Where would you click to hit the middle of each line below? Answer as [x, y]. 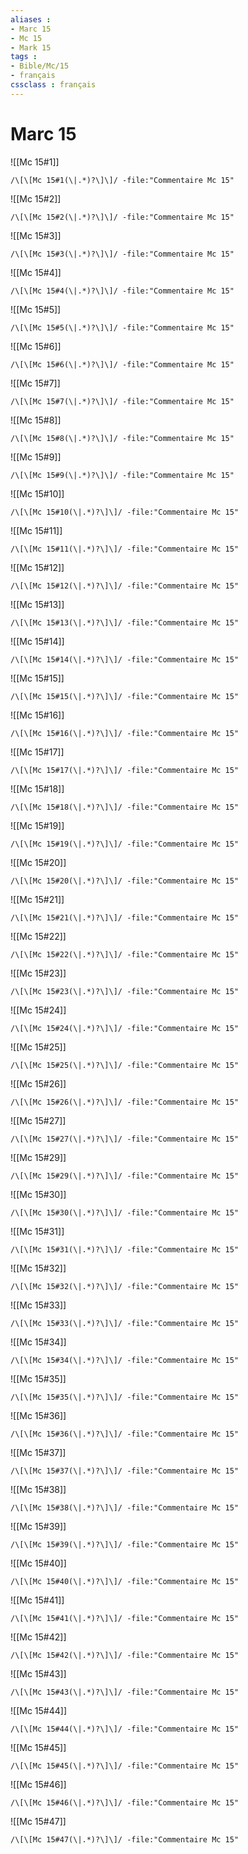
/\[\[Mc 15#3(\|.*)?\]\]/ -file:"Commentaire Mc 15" [122, 254]
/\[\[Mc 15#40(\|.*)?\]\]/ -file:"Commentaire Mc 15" [125, 1581]
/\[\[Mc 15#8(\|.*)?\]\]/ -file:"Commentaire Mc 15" [122, 438]
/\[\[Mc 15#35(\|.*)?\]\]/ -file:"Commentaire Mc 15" [125, 1397]
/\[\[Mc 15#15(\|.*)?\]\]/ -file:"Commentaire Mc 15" [125, 696]
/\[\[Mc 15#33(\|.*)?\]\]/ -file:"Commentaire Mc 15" [125, 1323]
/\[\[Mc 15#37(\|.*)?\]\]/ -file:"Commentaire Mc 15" [125, 1471]
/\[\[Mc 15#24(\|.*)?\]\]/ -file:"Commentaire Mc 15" [125, 1028]
